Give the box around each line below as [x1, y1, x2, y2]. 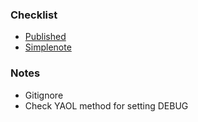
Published [24, 31, 67, 43]
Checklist [10, 8, 58, 22]
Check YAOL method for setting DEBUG [24, 99, 189, 112]
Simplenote [24, 41, 72, 53]
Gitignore [24, 89, 64, 101]
